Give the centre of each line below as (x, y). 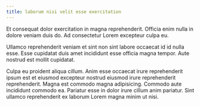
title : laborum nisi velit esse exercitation (64, 12)
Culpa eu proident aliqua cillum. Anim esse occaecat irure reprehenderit (95, 71)
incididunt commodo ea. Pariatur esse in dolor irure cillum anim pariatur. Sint (100, 90)
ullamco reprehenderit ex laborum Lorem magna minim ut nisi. (82, 96)
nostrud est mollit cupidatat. (41, 59)
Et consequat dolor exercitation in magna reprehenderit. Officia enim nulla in (100, 29)
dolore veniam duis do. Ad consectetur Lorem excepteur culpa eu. (87, 35)
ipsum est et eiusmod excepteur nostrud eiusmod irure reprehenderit (91, 77)
